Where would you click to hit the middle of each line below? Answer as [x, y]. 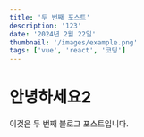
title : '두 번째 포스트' [50, 17]
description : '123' [46, 26]
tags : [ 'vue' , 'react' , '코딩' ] [68, 51]
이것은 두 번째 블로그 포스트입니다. [69, 124]
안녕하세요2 [51, 97]
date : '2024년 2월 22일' [53, 34]
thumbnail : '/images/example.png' [74, 42]
